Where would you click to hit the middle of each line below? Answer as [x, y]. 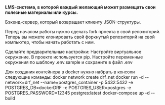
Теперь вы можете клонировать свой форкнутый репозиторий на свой [80, 37]
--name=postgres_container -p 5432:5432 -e [87, 82]
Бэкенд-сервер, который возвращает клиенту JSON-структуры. [73, 22]
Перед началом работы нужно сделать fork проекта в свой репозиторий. [83, 31]
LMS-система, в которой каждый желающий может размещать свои [81, 7]
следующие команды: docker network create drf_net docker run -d [75, 77]
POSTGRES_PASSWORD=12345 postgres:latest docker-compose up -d [77, 93]
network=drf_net [22, 82]
